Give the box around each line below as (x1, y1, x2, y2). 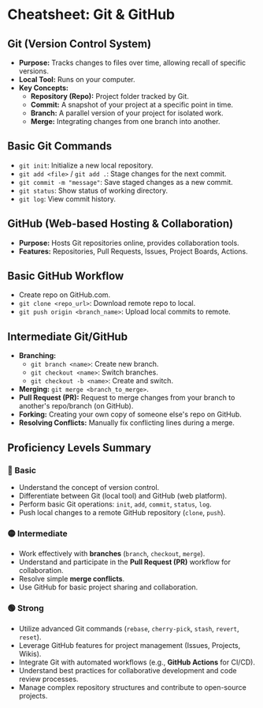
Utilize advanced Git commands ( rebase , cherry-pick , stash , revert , (18, 623, 239, 633)
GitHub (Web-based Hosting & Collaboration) (7, 217, 234, 231)
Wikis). (18, 649, 42, 658)
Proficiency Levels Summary (7, 441, 151, 454)
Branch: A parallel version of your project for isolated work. (30, 108, 224, 118)
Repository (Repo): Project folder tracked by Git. (30, 92, 190, 100)
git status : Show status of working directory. (18, 186, 169, 195)
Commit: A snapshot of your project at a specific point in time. (30, 100, 234, 109)
